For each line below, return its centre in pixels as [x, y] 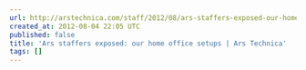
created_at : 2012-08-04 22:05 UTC [75, 26]
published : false [42, 35]
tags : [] [26, 52]
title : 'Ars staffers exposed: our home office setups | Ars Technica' [148, 43]
